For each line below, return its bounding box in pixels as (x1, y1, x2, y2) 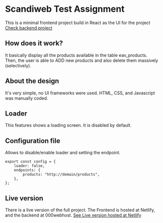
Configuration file (5, 137, 60, 145)
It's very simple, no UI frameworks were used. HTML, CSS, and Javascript (5, 90, 155, 96)
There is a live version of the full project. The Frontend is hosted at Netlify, (5, 207, 155, 213)
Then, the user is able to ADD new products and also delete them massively (5, 57, 159, 63)
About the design (5, 77, 59, 85)
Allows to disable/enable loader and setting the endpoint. (5, 150, 121, 156)
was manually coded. (5, 95, 48, 101)
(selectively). (5, 62, 31, 68)
